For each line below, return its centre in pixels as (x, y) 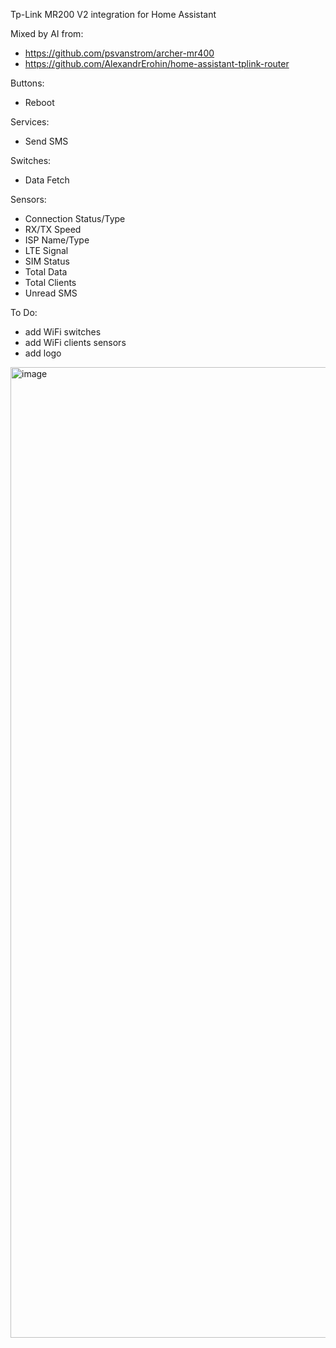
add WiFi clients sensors (75, 342)
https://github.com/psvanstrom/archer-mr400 (119, 53)
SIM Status (47, 261)
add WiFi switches (63, 332)
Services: (30, 122)
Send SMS (46, 141)
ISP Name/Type (57, 240)
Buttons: (27, 83)
